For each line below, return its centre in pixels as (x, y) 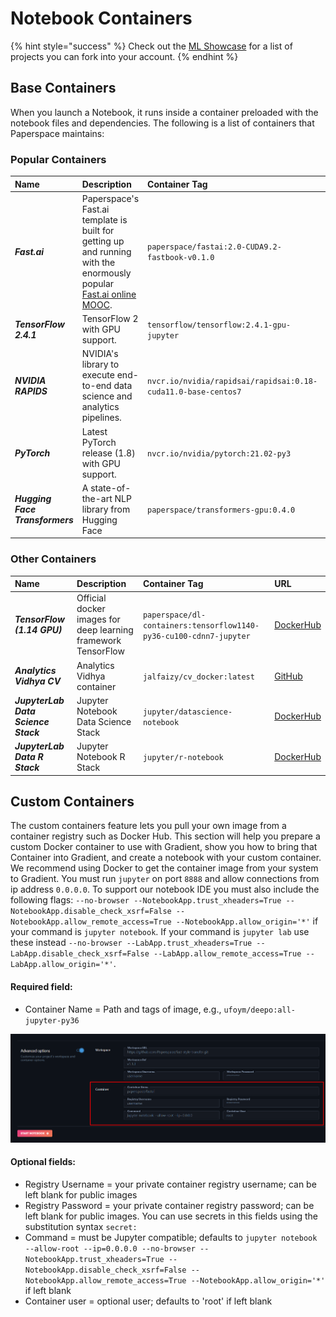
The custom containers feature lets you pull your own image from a (148, 826)
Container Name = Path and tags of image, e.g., (123, 1009)
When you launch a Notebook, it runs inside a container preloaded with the (164, 112)
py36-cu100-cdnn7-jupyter (196, 636)
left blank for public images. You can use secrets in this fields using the (171, 1216)
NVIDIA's (100, 354)
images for (98, 619)
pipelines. (101, 418)
